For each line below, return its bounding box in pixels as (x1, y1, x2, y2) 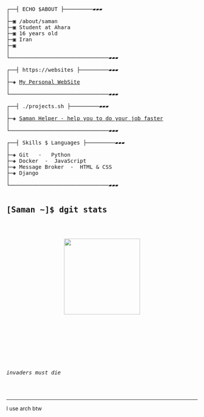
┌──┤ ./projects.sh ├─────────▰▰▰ (6, 103, 109, 109)
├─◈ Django (6, 170, 39, 176)
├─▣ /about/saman (6, 18, 58, 24)
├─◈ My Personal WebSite (6, 79, 80, 85)
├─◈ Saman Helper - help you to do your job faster (6, 115, 164, 121)
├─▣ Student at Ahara (6, 24, 71, 30)
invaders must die (6, 369, 61, 376)
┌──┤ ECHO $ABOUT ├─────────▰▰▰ (6, 6, 103, 12)
